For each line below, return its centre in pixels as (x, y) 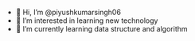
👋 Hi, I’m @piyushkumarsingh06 (68, 12)
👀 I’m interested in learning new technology (87, 20)
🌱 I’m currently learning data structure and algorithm (102, 29)
